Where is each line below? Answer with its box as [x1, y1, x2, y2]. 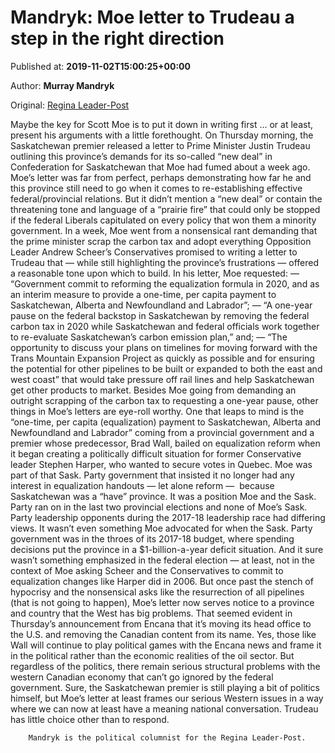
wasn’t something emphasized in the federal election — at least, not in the [10, 554, 316, 566]
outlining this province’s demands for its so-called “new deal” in [10, 150, 273, 162]
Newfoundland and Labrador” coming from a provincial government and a [10, 426, 315, 438]
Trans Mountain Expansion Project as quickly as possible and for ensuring [10, 352, 315, 364]
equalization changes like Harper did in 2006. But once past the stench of [10, 575, 314, 587]
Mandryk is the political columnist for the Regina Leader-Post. [28, 732, 307, 743]
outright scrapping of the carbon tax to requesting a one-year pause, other [10, 394, 319, 406]
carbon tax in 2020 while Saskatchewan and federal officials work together [10, 320, 320, 332]
